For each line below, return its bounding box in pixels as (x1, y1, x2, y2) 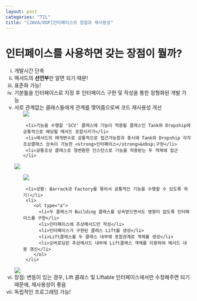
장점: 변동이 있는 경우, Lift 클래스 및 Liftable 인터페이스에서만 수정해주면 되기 (14, 274, 191, 281)
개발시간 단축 (14, 67, 45, 74)
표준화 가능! (14, 82, 42, 89)
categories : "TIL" (5, 14, 51, 20)
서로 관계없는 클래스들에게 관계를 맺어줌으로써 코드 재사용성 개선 (14, 104, 162, 111)
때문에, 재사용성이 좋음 (14, 281, 66, 288)
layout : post (5, 8, 38, 15)
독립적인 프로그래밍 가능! (14, 289, 71, 296)
